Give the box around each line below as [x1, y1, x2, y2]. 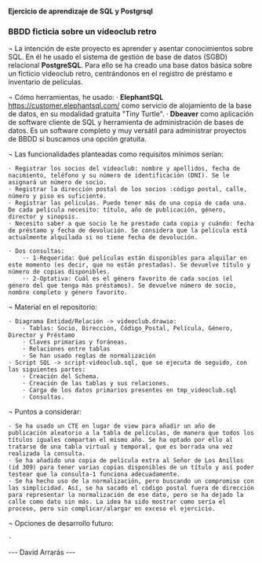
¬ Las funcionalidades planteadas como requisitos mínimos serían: [8, 149, 224, 159]
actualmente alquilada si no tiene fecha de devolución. [8, 233, 198, 241]
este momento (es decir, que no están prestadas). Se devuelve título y [8, 260, 251, 269]
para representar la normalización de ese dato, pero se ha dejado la [8, 491, 244, 499]
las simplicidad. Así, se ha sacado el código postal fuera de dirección [8, 484, 255, 491]
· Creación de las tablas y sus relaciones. [22, 379, 170, 387]
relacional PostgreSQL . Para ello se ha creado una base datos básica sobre [8, 60, 253, 70]
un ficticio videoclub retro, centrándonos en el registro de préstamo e [8, 68, 233, 78]
